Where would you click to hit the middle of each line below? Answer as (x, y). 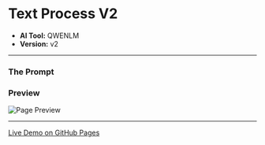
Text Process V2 (63, 14)
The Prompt (31, 72)
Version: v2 (39, 43)
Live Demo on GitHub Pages (54, 133)
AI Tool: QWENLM (49, 35)
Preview (24, 93)
